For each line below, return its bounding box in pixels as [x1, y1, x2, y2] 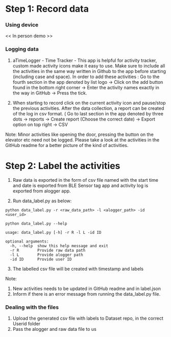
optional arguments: [5, 238, 50, 244]
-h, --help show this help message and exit [10, 243, 109, 248]
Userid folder [12, 321, 41, 327]
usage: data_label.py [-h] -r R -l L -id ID [5, 230, 102, 235]
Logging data [5, 45, 39, 53]
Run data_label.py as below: [12, 198, 72, 204]
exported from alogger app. [12, 187, 71, 194]
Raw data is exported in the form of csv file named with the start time [12, 177, 158, 183]
